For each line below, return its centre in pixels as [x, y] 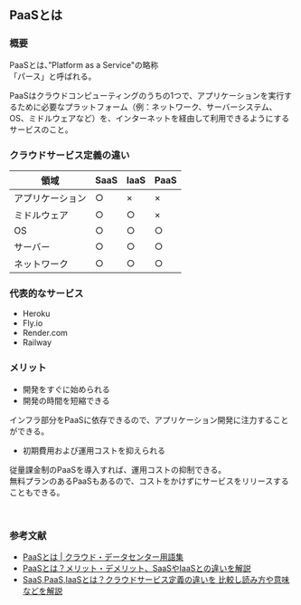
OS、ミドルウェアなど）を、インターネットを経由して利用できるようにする [150, 118]
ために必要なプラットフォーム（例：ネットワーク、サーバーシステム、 [147, 107]
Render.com [45, 333]
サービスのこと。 [41, 130]
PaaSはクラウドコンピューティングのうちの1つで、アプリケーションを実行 [147, 95]
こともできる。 [37, 492]
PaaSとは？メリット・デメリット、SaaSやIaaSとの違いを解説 [136, 568]
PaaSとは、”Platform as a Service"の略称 [84, 64]
